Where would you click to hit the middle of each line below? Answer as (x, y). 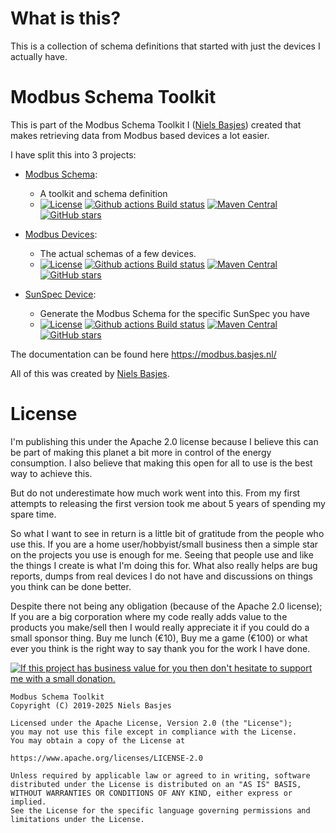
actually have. (39, 56)
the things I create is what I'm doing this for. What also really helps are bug (164, 565)
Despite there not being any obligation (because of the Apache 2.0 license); (166, 606)
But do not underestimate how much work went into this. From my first (155, 493)
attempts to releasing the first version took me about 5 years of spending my (168, 503)
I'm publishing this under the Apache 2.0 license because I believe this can (164, 441)
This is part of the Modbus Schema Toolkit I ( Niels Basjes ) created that (156, 124)
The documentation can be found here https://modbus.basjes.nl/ (143, 354)
